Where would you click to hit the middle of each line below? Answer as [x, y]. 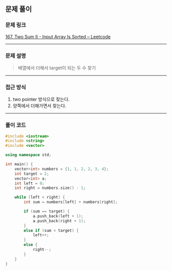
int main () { [19, 164]
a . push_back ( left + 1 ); [58, 216]
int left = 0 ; [29, 183]
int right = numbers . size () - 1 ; [50, 188]
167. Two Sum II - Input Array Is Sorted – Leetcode [58, 36]
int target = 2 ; [32, 173]
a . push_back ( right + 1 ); [59, 221]
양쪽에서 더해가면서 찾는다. [39, 106]
